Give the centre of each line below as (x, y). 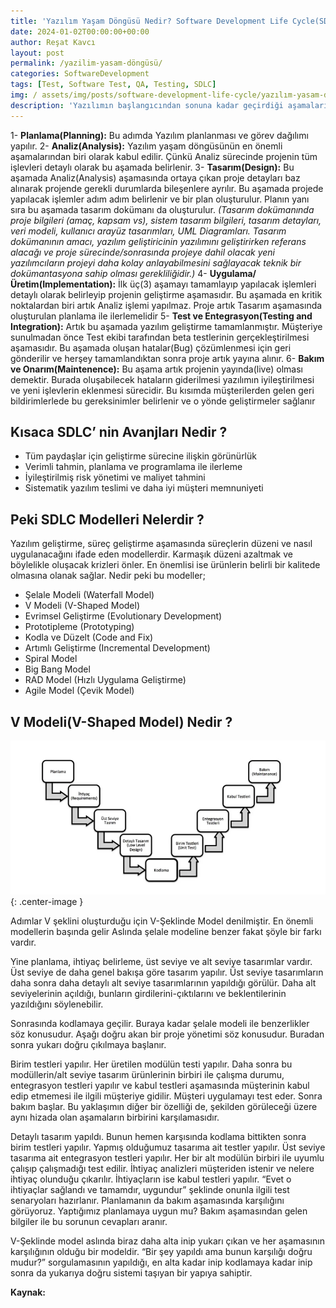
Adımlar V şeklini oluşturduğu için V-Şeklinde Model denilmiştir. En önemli (162, 921)
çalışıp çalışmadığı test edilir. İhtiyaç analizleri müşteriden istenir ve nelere (162, 1169)
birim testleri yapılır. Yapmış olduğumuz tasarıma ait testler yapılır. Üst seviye (168, 1147)
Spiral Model (51, 659)
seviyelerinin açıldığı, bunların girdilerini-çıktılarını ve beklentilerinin (148, 994)
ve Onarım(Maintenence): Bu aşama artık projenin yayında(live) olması (156, 369)
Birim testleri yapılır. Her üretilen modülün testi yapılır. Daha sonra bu (151, 1064)
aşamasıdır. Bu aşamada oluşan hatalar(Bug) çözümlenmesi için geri (151, 347)
